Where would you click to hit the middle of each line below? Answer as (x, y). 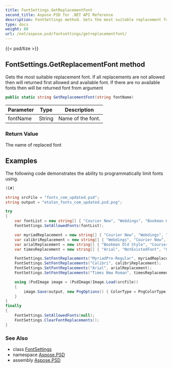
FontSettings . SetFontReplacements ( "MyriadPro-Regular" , (76, 259)
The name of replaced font (34, 145)
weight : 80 (17, 29)
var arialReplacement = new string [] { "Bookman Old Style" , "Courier (91, 244)
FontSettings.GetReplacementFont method (75, 65)
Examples (21, 161)
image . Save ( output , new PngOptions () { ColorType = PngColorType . (96, 292)
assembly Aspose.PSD (37, 360)
